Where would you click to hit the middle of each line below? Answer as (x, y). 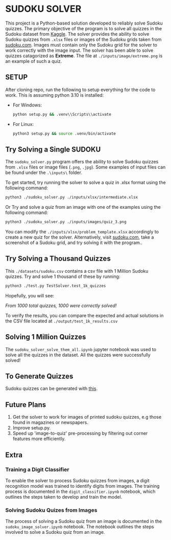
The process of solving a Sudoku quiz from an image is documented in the (84, 521)
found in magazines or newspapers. (50, 422)
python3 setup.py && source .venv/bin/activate (64, 134)
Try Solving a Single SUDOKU (53, 149)
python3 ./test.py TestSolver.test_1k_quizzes (56, 286)
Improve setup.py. (32, 428)
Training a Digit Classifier (37, 469)
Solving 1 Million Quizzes (46, 337)
